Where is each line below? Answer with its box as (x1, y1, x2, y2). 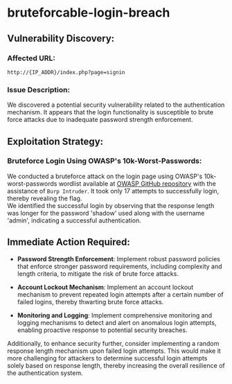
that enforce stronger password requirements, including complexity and (17, 262, 222, 270)
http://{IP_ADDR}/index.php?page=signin (7, 69, 126, 76)
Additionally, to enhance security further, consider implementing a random (7, 339, 220, 347)
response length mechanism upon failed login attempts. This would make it (7, 347, 222, 355)
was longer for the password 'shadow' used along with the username (7, 209, 205, 217)
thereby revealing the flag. (7, 194, 82, 202)
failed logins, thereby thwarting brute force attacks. (17, 297, 164, 306)
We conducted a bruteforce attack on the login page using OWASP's (7, 172, 203, 180)
